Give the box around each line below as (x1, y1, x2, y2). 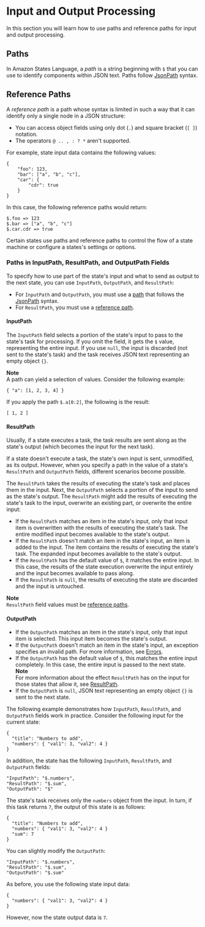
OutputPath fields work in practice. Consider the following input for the (6, 712, 184, 720)
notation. (15, 130, 38, 138)
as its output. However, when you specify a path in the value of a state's (6, 461, 188, 469)
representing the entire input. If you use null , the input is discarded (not (6, 344, 188, 352)
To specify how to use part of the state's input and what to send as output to (6, 272, 199, 280)
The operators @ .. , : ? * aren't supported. (15, 136, 131, 144)
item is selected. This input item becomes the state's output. (15, 635, 168, 642)
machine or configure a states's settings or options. (6, 243, 136, 250)
